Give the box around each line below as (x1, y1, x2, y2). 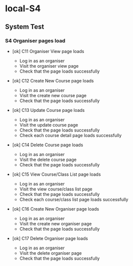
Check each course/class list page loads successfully (19, 196, 129, 202)
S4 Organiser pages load (5, 37, 65, 44)
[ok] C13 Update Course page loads (12, 107, 85, 113)
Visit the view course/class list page (19, 186, 92, 192)
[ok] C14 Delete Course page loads (12, 142, 83, 148)
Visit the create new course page (19, 92, 87, 98)
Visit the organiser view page (19, 63, 79, 69)
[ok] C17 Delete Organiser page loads (12, 235, 88, 241)
